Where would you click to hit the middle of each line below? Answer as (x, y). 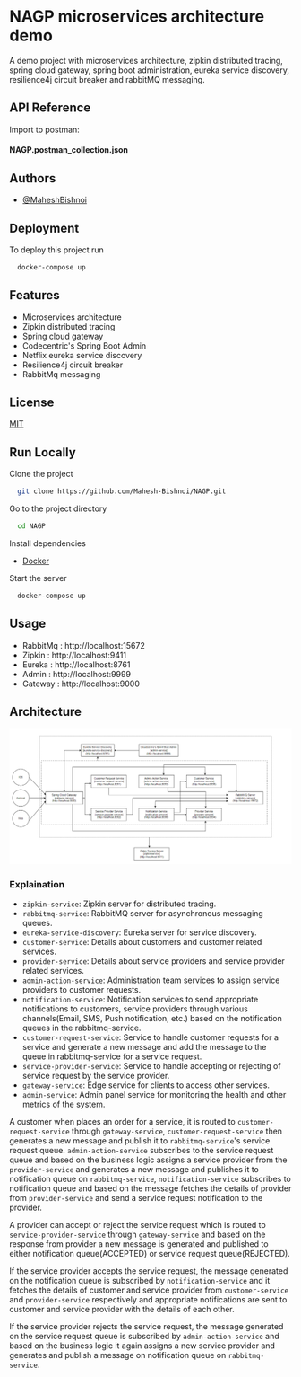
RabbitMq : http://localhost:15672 (83, 645)
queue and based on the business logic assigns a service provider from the (148, 1160)
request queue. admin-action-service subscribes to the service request (142, 1151)
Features (34, 295)
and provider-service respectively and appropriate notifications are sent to (148, 1300)
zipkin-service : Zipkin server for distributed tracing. (119, 904)
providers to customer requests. (82, 990)
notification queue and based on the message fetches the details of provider (150, 1188)
